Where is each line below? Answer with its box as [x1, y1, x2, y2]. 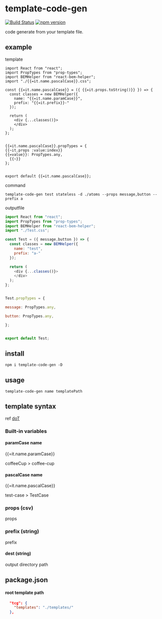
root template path [5, 589, 44, 595]
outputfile [5, 205, 25, 211]
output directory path [5, 561, 48, 567]
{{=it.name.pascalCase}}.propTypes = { [5, 144, 87, 148]
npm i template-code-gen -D [5, 363, 63, 367]
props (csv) [5, 505, 33, 511]
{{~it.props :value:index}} [5, 147, 63, 153]
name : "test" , [14, 246, 43, 251]
